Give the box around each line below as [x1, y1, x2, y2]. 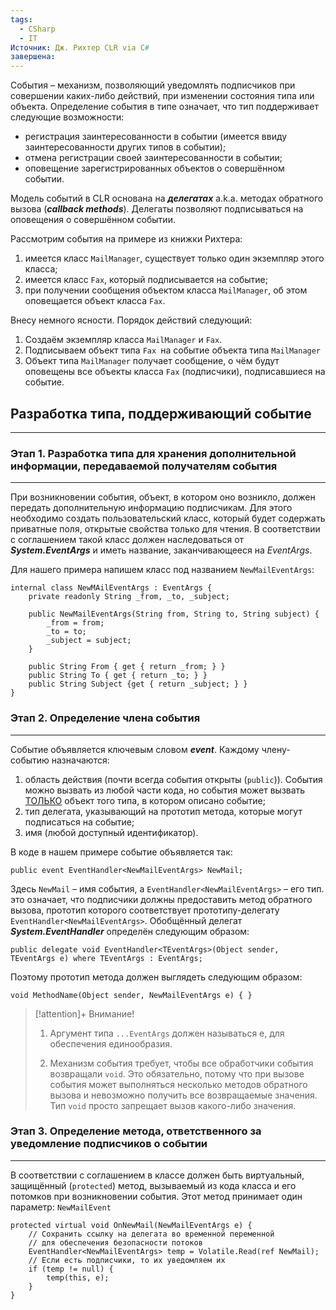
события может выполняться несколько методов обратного [49, 1078, 308, 1090]
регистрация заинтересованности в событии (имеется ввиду [24, 131, 288, 143]
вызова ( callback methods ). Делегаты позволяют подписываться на [10, 203, 304, 215]
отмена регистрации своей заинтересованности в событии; [24, 152, 283, 164]
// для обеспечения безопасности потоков [28, 1237, 203, 1248]
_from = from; [46, 618, 105, 628]
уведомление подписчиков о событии [10, 1137, 208, 1151]
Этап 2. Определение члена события [10, 711, 201, 725]
